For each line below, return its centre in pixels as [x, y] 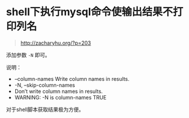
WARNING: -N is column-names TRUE [61, 97]
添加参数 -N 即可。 [28, 55]
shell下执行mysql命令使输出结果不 [90, 12]
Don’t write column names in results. [59, 91]
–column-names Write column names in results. [72, 78]
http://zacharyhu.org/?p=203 [56, 43]
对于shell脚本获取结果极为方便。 [45, 109]
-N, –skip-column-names [45, 85]
